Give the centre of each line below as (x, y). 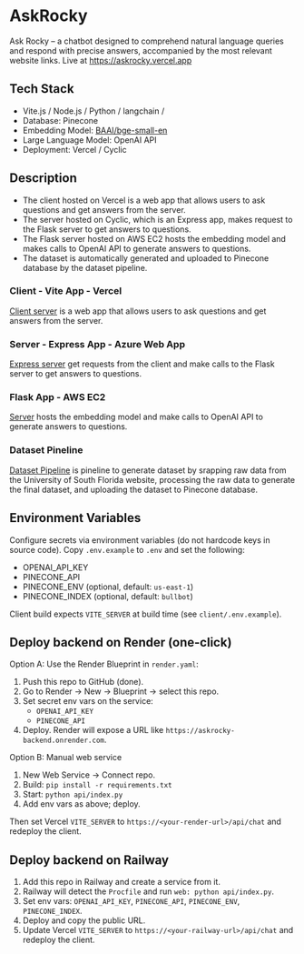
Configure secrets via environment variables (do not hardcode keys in (140, 540)
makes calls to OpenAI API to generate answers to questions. (137, 248)
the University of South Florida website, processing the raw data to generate (152, 479)
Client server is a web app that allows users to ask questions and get (138, 311)
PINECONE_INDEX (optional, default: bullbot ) (108, 596)
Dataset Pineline (46, 450)
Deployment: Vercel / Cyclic (74, 149)
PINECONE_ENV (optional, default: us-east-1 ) (108, 587)
